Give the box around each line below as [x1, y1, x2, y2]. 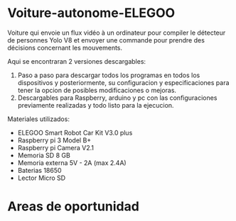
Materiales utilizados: [7, 115, 70, 123]
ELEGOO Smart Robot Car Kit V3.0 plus [17, 128, 133, 137]
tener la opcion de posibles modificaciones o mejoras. [17, 86, 176, 94]
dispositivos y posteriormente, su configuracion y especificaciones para [17, 78, 230, 86]
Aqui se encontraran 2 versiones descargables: [7, 57, 146, 65]
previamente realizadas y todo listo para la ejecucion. [17, 101, 174, 109]
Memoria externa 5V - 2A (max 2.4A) [17, 158, 127, 167]
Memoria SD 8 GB [17, 151, 71, 159]
